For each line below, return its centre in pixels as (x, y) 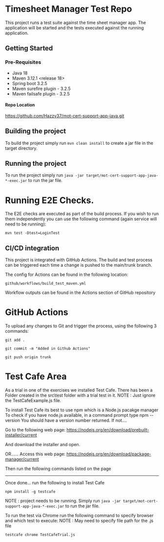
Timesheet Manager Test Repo (69, 9)
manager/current (22, 459)
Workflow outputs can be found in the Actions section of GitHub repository (80, 293)
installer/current (21, 435)
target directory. (21, 148)
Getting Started (29, 48)
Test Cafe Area (36, 376)
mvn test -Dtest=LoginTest (32, 233)
